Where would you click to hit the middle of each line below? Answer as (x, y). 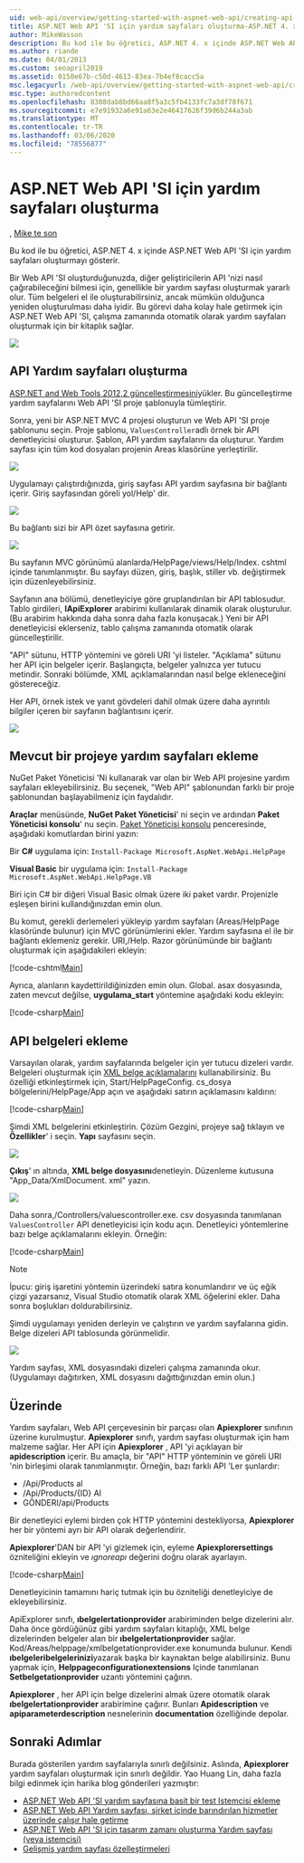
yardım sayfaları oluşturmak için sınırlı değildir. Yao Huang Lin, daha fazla (146, 1773)
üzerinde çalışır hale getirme (76, 1820)
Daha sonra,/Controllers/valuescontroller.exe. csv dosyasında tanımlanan (146, 1215)
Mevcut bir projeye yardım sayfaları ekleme (134, 756)
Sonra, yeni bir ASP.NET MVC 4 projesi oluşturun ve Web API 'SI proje (139, 420)
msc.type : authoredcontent (60, 93)
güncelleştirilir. (37, 637)
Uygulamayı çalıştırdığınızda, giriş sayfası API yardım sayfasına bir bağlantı (148, 483)
